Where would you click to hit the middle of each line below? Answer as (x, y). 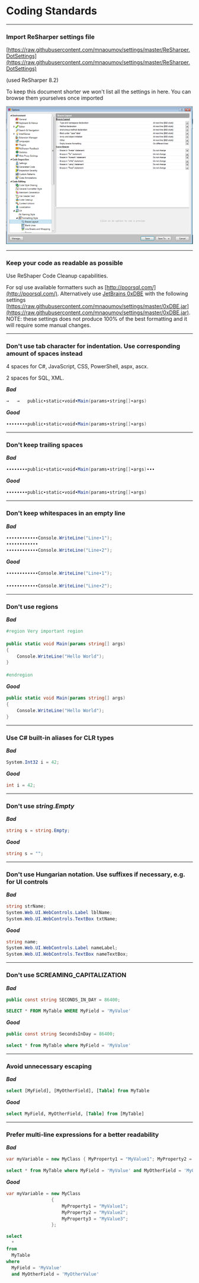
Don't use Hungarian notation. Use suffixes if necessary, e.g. (96, 874)
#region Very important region (45, 631)
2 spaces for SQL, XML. (35, 378)
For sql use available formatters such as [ (57, 287)
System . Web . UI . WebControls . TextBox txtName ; (62, 919)
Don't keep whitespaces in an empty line (66, 513)
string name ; (22, 942)
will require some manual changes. (49, 326)
